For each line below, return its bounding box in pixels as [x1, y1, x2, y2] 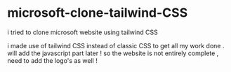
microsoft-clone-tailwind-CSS [7, 5, 188, 21]
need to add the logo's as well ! [7, 56, 98, 64]
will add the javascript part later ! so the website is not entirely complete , [7, 49, 219, 57]
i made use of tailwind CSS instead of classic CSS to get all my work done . [7, 41, 225, 50]
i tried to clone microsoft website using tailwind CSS [7, 28, 158, 36]
